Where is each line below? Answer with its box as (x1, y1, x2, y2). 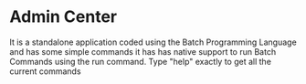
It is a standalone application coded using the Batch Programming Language (9, 37, 297, 47)
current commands (9, 66, 81, 77)
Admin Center (9, 6, 118, 27)
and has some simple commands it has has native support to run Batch (9, 46, 277, 57)
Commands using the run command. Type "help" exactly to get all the (9, 56, 272, 67)
